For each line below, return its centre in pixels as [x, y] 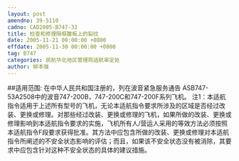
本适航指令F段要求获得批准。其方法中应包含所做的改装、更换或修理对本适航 [118, 132]
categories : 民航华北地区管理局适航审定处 [64, 60]
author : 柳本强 [28, 67]
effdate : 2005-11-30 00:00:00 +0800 [62, 47]
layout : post [27, 14]
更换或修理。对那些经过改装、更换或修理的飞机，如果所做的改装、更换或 [126, 114]
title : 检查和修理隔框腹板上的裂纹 [53, 34]
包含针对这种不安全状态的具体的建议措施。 [88, 150]
